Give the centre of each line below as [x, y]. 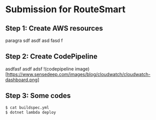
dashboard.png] [22, 80]
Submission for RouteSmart [65, 9]
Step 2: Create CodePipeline [51, 56]
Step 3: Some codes [38, 96]
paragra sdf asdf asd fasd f [34, 40]
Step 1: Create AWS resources [54, 28]
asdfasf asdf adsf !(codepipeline [40, 69]
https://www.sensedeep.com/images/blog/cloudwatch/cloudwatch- [79, 74]
